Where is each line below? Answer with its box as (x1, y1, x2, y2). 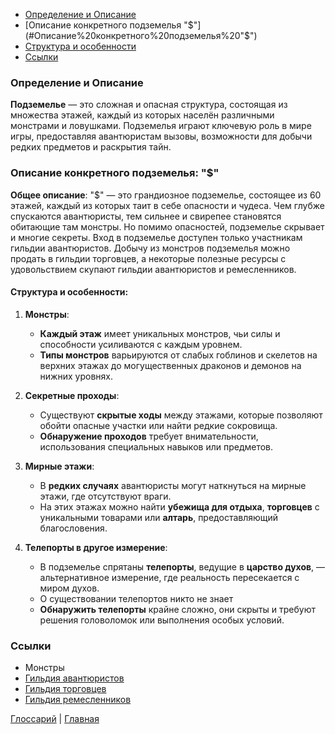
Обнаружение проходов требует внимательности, (39, 430, 259, 442)
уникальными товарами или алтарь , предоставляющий (39, 511, 279, 523)
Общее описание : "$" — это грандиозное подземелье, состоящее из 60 (10, 189, 322, 201)
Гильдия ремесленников (24, 694, 132, 706)
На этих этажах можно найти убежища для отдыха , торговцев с (39, 500, 320, 513)
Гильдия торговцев (24, 683, 107, 695)
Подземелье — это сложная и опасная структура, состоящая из (10, 99, 288, 111)
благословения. (39, 522, 108, 534)
